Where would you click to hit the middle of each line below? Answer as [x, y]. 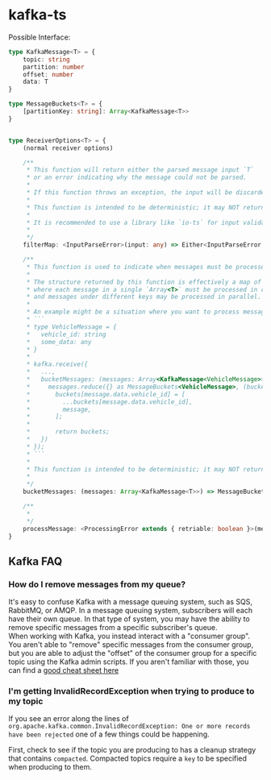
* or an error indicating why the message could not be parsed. [137, 178]
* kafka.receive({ [57, 364]
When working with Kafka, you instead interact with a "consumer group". [129, 636]
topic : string [46, 59]
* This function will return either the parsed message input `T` [140, 170]
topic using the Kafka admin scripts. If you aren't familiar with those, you [129, 662]
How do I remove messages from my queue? [97, 584]
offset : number [48, 74]
